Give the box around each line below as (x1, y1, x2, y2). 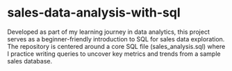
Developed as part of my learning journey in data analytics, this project (7, 28, 210, 36)
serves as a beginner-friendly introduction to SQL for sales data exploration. (7, 34, 225, 43)
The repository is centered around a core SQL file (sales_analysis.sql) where (7, 42, 226, 50)
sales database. (7, 57, 53, 65)
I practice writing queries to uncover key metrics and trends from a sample (7, 50, 221, 58)
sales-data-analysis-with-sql (7, 5, 181, 21)
